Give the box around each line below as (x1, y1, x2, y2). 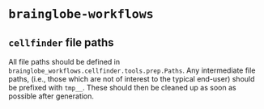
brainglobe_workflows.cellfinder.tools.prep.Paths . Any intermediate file (8, 65, 256, 75)
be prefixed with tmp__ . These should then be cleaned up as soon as (8, 83, 236, 92)
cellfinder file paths (8, 36, 115, 49)
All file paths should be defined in (8, 57, 121, 66)
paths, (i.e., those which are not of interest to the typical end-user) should (8, 74, 255, 83)
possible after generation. (8, 91, 95, 101)
